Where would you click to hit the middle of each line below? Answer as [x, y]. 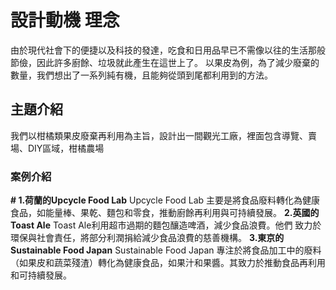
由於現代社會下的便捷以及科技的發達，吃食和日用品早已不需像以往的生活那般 [168, 50]
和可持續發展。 [41, 275]
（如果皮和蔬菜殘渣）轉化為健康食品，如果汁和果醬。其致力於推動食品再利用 [168, 263]
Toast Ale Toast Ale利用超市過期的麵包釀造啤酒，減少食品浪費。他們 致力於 [166, 225]
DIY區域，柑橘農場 [66, 148]
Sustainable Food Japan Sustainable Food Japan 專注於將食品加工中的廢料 [166, 250]
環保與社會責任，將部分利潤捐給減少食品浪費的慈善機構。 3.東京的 [147, 238]
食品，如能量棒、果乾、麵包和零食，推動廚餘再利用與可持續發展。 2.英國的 [165, 213]
